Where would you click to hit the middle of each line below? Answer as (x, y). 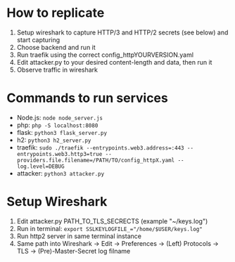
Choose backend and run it (56, 47)
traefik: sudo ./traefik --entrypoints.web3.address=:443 (100, 147)
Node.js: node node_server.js (60, 117)
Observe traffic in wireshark (57, 70)
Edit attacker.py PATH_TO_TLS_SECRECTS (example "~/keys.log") (112, 221)
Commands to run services (87, 98)
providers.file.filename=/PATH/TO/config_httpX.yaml (96, 160)
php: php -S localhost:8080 (57, 125)
